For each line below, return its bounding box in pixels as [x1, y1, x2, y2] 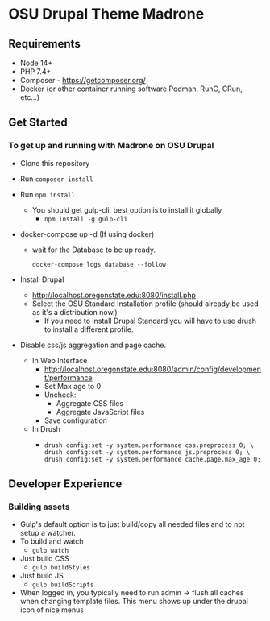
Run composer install [19, 174, 93, 184]
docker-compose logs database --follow [31, 260, 167, 268]
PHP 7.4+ [19, 67, 52, 77]
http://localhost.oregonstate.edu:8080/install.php [31, 290, 196, 300]
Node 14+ [19, 58, 53, 68]
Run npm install [19, 189, 76, 199]
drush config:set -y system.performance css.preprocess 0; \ [44, 441, 254, 449]
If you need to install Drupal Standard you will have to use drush [44, 316, 256, 325]
